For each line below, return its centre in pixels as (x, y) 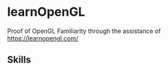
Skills (19, 60)
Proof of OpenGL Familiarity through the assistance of (84, 31)
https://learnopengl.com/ (43, 38)
